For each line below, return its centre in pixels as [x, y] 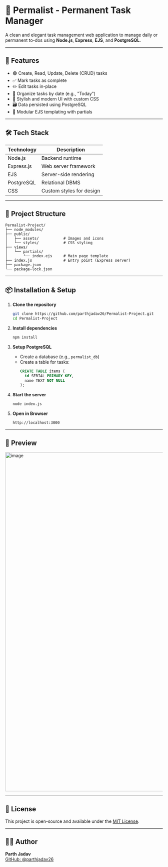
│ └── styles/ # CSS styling [49, 243]
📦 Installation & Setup [41, 290]
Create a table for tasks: [45, 362]
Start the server [29, 395]
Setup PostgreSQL [32, 347]
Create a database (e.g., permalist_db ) [60, 357]
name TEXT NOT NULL [44, 381]
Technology [22, 149]
